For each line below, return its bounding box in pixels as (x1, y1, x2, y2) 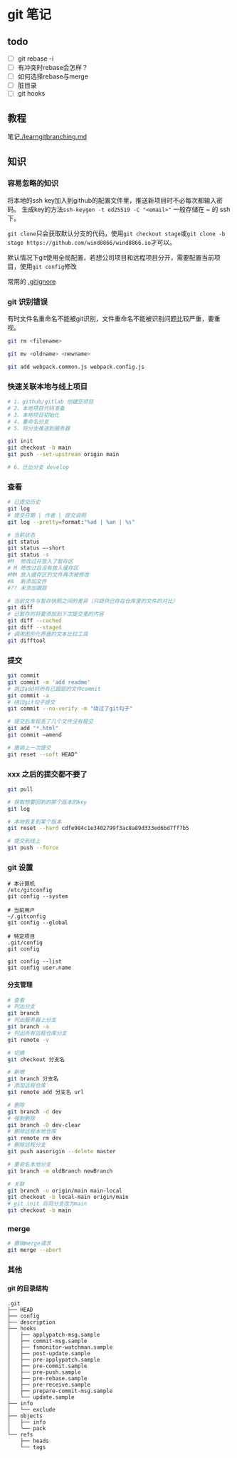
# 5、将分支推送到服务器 (7, 425, 70, 432)
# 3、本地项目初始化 (7, 411, 60, 418)
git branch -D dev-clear (7, 1121, 81, 1128)
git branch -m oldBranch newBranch (7, 1168, 113, 1175)
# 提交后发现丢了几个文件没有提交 (7, 718, 94, 725)
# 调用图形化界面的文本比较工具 (7, 630, 88, 637)
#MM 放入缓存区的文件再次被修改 (7, 571, 90, 578)
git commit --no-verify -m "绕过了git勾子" (7, 705, 133, 712)
